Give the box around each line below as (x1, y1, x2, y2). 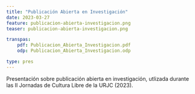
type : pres (6, 58, 34, 64)
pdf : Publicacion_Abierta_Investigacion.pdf (17, 42, 131, 48)
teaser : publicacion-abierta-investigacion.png (6, 25, 129, 32)
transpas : (6, 37, 31, 43)
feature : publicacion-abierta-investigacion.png (6, 20, 131, 26)
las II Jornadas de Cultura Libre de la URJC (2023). (6, 81, 133, 89)
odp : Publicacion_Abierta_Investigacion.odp (17, 48, 131, 54)
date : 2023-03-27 (6, 14, 50, 20)
